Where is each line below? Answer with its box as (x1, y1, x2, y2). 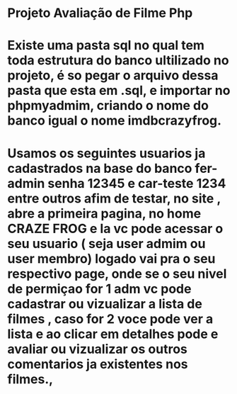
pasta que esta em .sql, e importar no (7, 83, 231, 98)
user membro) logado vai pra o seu (7, 250, 216, 266)
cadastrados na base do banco (7, 160, 192, 176)
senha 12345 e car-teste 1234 (47, 175, 226, 191)
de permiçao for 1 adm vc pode (7, 281, 192, 297)
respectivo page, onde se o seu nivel (7, 266, 227, 281)
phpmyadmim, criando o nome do (7, 98, 209, 114)
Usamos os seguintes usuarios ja (7, 145, 206, 161)
